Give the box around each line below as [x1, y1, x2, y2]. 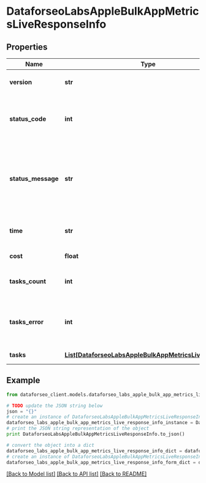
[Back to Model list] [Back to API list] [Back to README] [6, 470, 147, 477]
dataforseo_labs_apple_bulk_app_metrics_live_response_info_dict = [6, 447, 183, 454]
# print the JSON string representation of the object [6, 425, 150, 432]
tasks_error [9, 318, 44, 326]
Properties [6, 42, 48, 52]
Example [6, 375, 40, 386]
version [9, 78, 32, 86]
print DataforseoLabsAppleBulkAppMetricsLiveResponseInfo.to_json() [6, 431, 185, 438]
